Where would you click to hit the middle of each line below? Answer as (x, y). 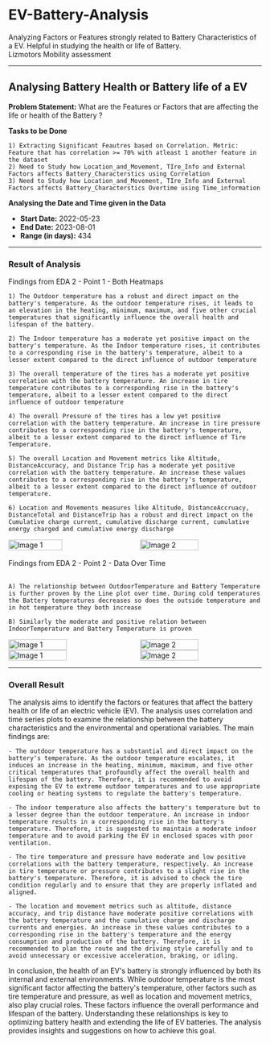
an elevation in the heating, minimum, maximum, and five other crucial (133, 311)
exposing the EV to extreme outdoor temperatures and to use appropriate (135, 787)
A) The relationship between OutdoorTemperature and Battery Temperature (135, 587)
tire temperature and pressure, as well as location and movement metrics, (130, 996)
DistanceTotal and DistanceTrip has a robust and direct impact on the (131, 515)
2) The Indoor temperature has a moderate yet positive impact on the (129, 339)
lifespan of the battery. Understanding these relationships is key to (119, 1014)
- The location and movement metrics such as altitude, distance (120, 907)
